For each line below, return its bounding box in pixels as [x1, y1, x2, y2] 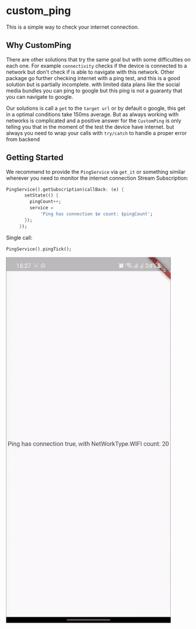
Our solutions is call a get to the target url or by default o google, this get [6, 104, 185, 112]
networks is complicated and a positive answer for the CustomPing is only [6, 117, 181, 124]
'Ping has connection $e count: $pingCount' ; [40, 211, 153, 217]
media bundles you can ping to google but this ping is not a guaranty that [6, 87, 183, 94]
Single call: [6, 234, 33, 241]
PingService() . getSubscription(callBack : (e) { [6, 186, 125, 193]
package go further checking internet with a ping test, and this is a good [6, 74, 180, 81]
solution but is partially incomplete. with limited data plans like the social [6, 81, 180, 88]
